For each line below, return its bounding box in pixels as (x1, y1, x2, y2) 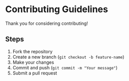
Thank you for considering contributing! (5, 20, 89, 26)
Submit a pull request (12, 70, 57, 76)
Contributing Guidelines (5, 4, 108, 15)
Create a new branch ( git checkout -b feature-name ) (12, 54, 124, 60)
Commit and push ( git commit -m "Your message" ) (12, 64, 118, 70)
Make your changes (12, 59, 54, 65)
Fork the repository (12, 48, 53, 54)
